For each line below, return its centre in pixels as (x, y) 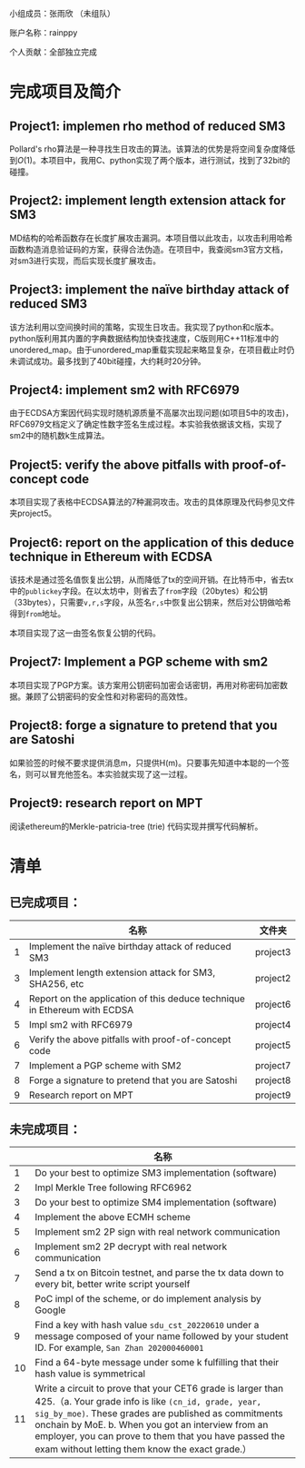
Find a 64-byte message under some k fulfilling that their (157, 1363)
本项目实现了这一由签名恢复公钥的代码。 (85, 633)
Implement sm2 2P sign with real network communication (157, 1232)
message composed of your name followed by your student (162, 1336)
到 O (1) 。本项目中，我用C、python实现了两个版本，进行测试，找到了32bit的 (150, 160)
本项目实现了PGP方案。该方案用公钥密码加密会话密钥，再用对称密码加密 (145, 685)
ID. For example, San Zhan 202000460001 (119, 1348)
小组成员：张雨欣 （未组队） (62, 13)
